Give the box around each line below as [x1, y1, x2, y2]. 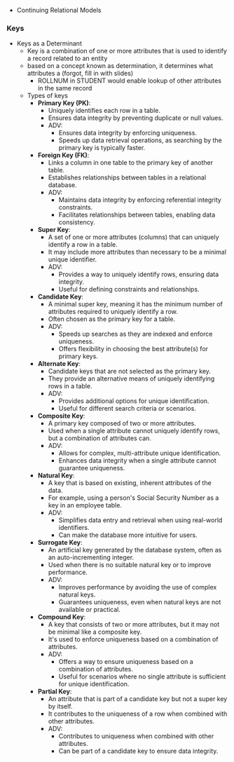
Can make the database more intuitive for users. [58, 531, 198, 539]
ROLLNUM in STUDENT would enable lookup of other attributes [37, 76, 222, 85]
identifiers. [58, 524, 90, 532]
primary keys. [58, 352, 99, 360]
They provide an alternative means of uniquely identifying [48, 374, 215, 383]
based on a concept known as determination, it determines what [27, 62, 214, 70]
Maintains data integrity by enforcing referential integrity [58, 196, 221, 204]
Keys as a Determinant [16, 39, 82, 48]
